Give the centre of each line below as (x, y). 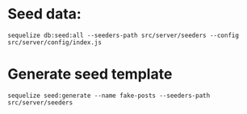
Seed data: (44, 14)
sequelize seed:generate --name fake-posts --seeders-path (109, 96)
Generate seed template (90, 74)
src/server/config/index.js (55, 42)
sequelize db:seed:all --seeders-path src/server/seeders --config (123, 35)
